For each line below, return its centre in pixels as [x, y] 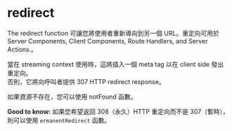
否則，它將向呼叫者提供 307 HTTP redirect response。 [86, 81]
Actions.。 [22, 49]
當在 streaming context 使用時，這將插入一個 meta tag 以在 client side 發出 [115, 64]
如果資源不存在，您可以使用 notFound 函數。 [72, 97]
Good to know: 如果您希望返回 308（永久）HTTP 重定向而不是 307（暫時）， [118, 111]
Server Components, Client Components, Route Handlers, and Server [108, 41]
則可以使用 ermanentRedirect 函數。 [59, 120]
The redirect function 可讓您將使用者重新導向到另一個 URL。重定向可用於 [113, 33]
